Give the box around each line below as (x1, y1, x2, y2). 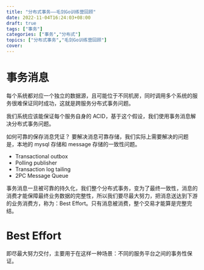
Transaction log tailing (15, 165, 71, 173)
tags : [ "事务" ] (6, 25, 43, 32)
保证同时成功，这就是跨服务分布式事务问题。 (22, 100, 134, 107)
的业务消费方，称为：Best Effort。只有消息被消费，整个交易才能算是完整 (6, 200, 187, 207)
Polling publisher (15, 159, 58, 166)
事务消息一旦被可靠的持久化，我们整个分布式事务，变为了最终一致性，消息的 (6, 184, 198, 192)
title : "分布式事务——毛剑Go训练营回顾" (6, 8, 96, 15)
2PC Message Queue (15, 172, 69, 179)
